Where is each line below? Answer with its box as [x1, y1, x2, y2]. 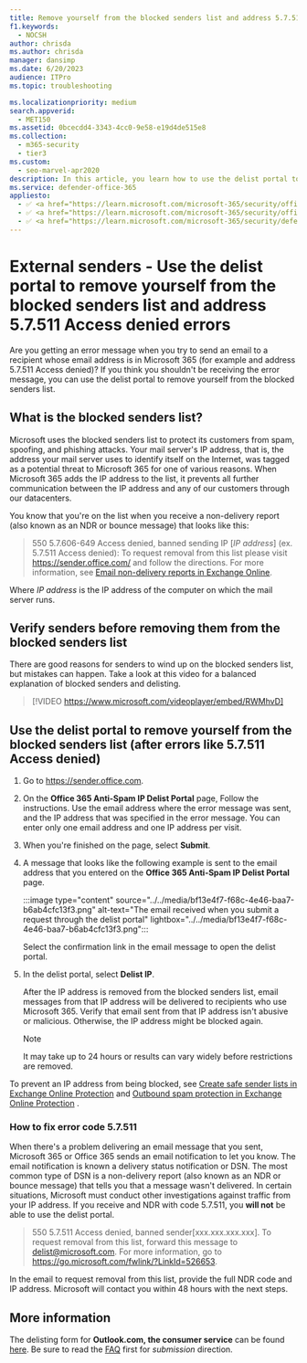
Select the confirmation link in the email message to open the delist [22, 942, 276, 953]
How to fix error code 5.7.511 [9, 1121, 137, 1134]
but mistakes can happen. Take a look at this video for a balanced [9, 669, 257, 680]
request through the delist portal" [22, 914, 149, 925]
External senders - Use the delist [9, 256, 263, 277]
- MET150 [17, 115, 51, 124]
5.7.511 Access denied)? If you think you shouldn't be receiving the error [9, 364, 281, 375]
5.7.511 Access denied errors [9, 314, 231, 334]
